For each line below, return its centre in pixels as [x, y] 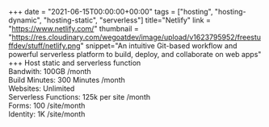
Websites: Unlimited [42, 88]
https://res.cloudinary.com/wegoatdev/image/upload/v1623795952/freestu [136, 37]
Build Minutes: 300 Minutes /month [67, 80]
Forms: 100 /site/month [47, 105]
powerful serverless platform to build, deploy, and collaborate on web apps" [135, 54]
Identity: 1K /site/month [47, 114]
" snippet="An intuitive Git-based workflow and [159, 46]
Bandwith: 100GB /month [50, 71]
